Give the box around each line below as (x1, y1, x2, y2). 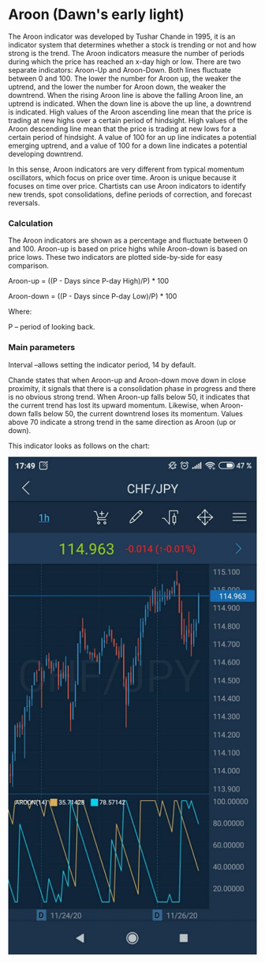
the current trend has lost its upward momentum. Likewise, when (8, 401, 219, 410)
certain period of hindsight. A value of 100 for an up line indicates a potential (8, 132, 257, 141)
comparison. (8, 261, 50, 270)
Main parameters (8, 342, 76, 353)
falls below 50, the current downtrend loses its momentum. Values (28, 408, 243, 418)
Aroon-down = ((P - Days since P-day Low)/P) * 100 (8, 292, 177, 301)
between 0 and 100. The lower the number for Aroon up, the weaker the (8, 73, 241, 83)
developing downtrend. (8, 149, 84, 159)
